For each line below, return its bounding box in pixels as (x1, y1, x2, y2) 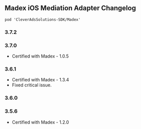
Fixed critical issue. (11, 82, 52, 88)
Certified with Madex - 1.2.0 (11, 119, 69, 125)
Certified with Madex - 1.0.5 (11, 53, 69, 59)
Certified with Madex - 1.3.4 (11, 77, 69, 83)
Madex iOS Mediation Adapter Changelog (4, 4, 137, 12)
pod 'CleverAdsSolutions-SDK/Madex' (4, 17, 81, 22)
